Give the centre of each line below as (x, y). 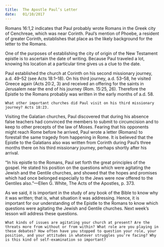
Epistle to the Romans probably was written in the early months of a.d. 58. (80, 94)
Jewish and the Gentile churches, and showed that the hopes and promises (81, 173)
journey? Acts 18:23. (27, 107)
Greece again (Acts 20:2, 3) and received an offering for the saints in (74, 83)
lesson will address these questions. (42, 213)
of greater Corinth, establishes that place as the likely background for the (79, 38)
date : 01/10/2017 (25, 14)
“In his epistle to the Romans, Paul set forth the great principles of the (75, 162)
